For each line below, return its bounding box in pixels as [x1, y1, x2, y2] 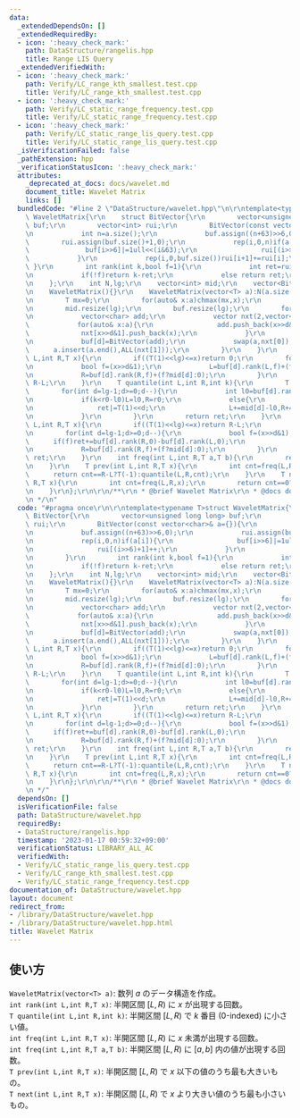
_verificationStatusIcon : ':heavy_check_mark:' [17, 163, 198, 172]
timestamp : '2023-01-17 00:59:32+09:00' [17, 836, 170, 845]
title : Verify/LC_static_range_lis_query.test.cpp [25, 138, 218, 147]
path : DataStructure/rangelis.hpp [25, 46, 154, 55]
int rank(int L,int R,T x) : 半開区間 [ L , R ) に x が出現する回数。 [9, 998, 247, 1010]
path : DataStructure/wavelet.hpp [17, 811, 142, 820]
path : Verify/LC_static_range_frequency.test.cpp [25, 105, 214, 113]
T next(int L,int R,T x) [9, 1089, 102, 1099]
